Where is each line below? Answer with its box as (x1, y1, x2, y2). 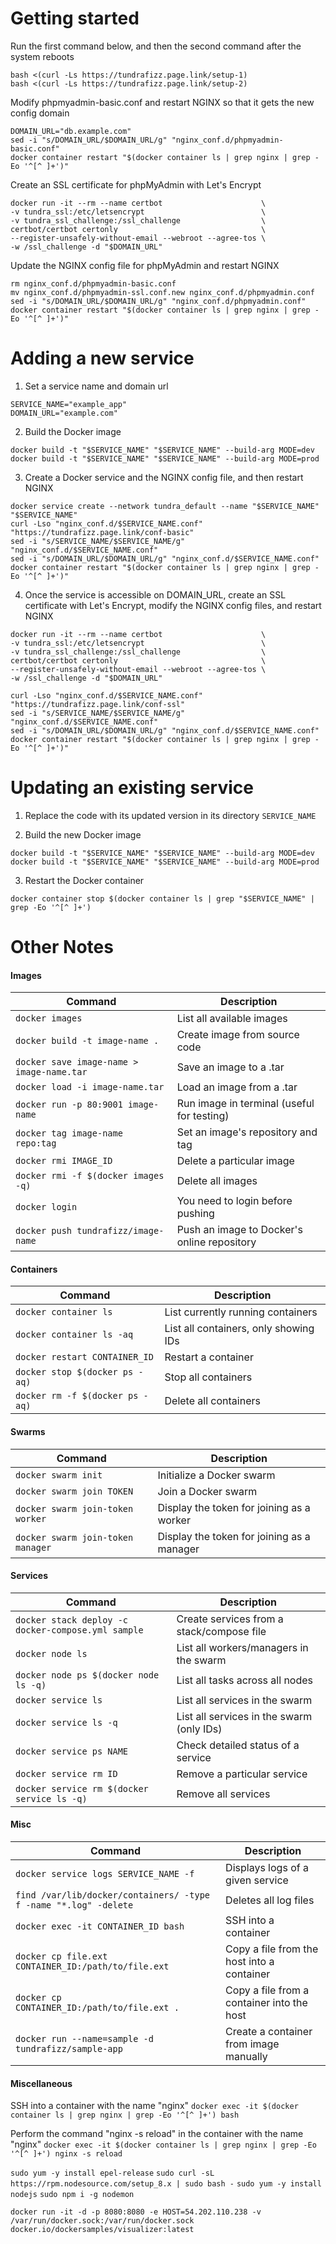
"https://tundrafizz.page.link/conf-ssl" (10, 699, 186, 709)
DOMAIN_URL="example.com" (10, 408, 118, 418)
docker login (15, 1202, 78, 1213)
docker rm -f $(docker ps (15, 1390, 139, 1402)
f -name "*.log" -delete (15, 1900, 134, 1911)
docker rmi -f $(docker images (15, 1170, 165, 1182)
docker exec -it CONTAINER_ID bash (15, 1921, 185, 1932)
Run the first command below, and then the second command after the (10, 40, 302, 52)
